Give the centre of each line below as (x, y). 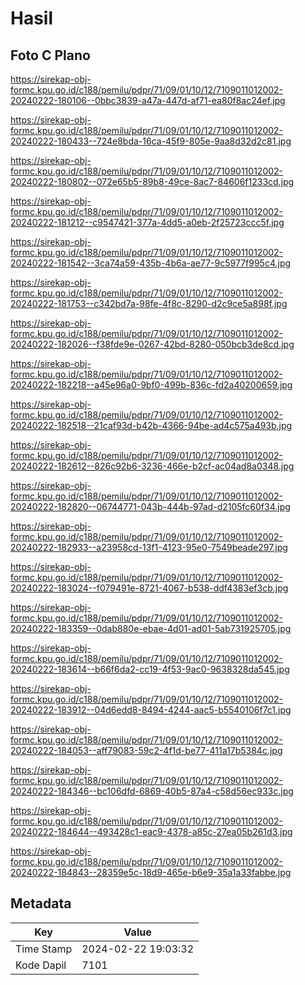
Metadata (41, 903)
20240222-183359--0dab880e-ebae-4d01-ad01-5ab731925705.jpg (151, 628)
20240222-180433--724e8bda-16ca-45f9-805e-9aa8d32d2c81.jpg (151, 141)
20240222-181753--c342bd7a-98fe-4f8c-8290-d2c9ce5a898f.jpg (149, 303)
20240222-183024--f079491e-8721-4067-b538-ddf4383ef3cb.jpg (149, 588)
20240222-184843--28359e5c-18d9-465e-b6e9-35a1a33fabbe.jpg (151, 872)
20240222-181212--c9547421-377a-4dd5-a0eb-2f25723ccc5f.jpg (147, 222)
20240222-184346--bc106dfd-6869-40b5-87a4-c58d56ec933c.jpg (152, 791)
